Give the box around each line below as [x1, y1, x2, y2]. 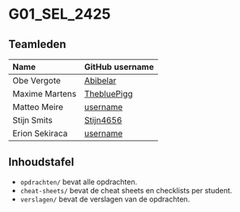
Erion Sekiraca [12, 128, 68, 139]
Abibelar [84, 75, 117, 86]
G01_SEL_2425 [8, 5, 111, 24]
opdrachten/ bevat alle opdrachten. [19, 176, 138, 187]
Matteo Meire [12, 102, 63, 112]
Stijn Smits [12, 115, 53, 126]
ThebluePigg [84, 89, 133, 99]
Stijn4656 [84, 115, 122, 126]
